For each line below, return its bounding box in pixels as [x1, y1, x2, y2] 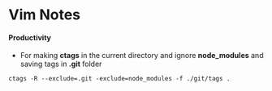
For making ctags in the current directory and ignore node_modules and [19, 51, 264, 60]
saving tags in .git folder [19, 59, 102, 69]
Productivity [8, 32, 51, 42]
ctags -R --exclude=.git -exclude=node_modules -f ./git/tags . [8, 75, 231, 83]
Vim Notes [8, 6, 81, 24]
